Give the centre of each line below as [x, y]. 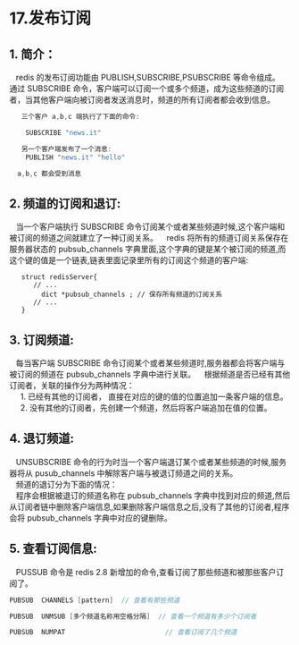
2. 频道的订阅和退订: [65, 204]
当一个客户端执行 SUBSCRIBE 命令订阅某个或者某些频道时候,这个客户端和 [150, 227]
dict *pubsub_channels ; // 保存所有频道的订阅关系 [132, 295]
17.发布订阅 [50, 18]
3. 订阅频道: [42, 339]
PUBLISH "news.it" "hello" [75, 157]
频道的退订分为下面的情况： [66, 484]
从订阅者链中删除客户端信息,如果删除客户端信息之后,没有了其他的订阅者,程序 [149, 506]
